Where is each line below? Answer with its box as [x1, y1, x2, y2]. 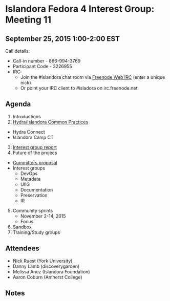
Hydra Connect [12, 128, 45, 135]
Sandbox [12, 224, 32, 230]
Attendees [5, 244, 39, 253]
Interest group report [12, 144, 57, 150]
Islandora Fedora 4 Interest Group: [5, 3, 155, 15]
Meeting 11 [5, 14, 52, 26]
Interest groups [12, 165, 45, 171]
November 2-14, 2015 [20, 213, 66, 219]
